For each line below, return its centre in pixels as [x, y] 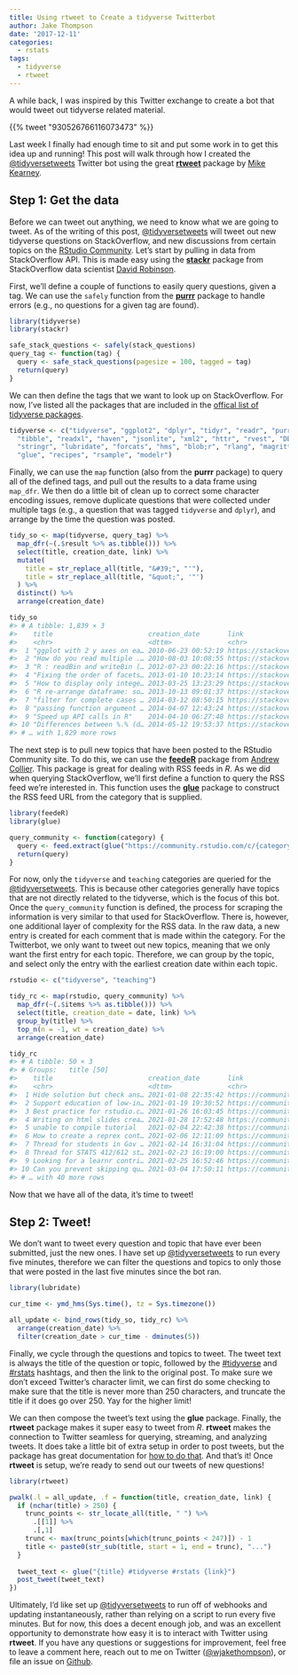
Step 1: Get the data [64, 201]
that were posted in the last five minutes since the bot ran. [115, 1272]
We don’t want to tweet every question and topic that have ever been [135, 1244]
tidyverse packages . [47, 414]
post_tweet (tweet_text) [61, 1580]
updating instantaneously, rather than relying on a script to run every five [143, 1615]
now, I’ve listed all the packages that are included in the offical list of [134, 405]
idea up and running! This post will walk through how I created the [130, 153]
